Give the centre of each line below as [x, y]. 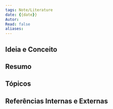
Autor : [12, 19]
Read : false [18, 24]
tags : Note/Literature [29, 10]
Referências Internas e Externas [57, 101]
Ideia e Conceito [31, 49]
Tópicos [18, 84]
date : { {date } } [21, 15]
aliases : [14, 29]
